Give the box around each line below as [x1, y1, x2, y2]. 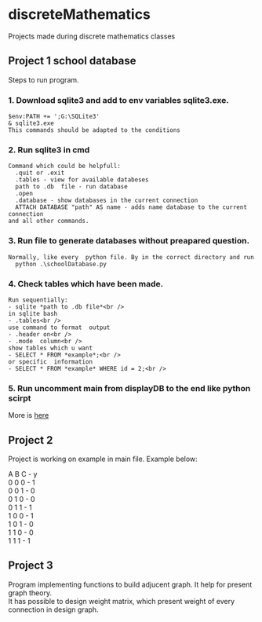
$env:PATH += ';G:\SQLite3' [8, 112, 100, 121]
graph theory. [8, 587, 53, 598]
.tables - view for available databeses [15, 176, 149, 184]
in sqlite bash [8, 309, 58, 317]
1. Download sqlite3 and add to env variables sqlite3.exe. [8, 94, 229, 105]
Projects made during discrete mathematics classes [8, 31, 176, 41]
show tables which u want [8, 344, 93, 352]
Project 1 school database [8, 54, 136, 68]
